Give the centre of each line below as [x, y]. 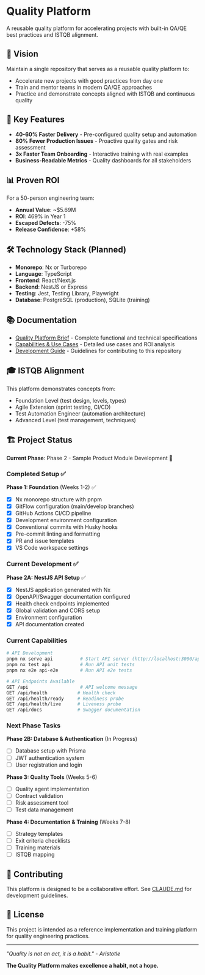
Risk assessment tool [42, 802]
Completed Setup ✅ [36, 474]
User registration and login [49, 765]
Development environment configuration [66, 520]
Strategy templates [39, 833]
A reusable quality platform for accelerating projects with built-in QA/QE [97, 28]
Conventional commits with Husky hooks [66, 527]
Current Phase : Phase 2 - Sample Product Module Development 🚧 [90, 458]
